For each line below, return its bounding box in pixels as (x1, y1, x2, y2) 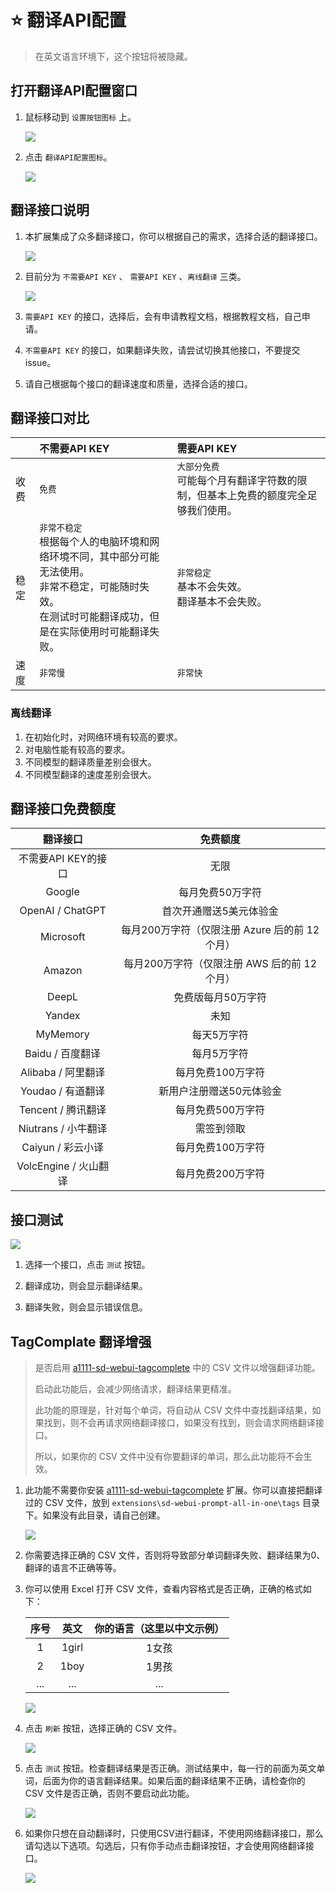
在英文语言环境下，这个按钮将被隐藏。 (34, 50, 193, 62)
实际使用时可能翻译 (59, 625, 150, 639)
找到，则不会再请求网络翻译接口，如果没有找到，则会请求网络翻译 (43, 1417, 316, 1429)
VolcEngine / (16, 1159, 77, 1173)
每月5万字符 (191, 1047, 249, 1061)
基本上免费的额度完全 (206, 489, 308, 503)
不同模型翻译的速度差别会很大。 (24, 768, 157, 780)
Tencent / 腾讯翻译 (18, 1103, 107, 1117)
